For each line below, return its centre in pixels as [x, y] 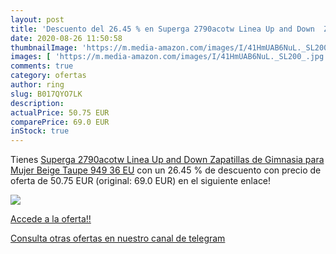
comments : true [42, 66]
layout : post [37, 19]
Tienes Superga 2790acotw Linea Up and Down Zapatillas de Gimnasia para [167, 160]
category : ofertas [48, 76]
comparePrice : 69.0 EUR [60, 122]
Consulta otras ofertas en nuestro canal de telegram [118, 238]
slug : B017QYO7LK [46, 94]
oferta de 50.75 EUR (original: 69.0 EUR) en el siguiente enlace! [141, 181]
